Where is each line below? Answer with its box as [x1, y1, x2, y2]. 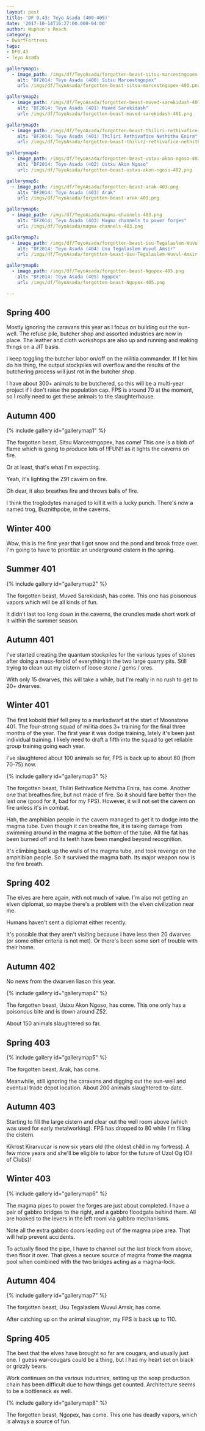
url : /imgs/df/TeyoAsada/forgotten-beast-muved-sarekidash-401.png [17, 111, 192, 117]
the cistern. [6, 1130, 35, 1138]
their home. [6, 944, 35, 951]
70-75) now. [6, 760, 37, 768]
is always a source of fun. [6, 1418, 71, 1425]
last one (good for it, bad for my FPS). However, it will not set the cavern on [6, 797, 196, 805]
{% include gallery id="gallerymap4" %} [6, 990, 108, 997]
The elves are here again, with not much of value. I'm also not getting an [6, 894, 188, 902]
